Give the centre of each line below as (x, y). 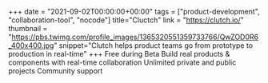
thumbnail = (28, 28)
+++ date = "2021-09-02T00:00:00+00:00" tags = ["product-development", (134, 12)
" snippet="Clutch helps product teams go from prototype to (153, 45)
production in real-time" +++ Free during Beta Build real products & (119, 54)
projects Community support (56, 71)
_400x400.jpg (31, 45)
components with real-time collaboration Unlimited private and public (122, 62)
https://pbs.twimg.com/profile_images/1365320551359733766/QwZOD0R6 (135, 37)
